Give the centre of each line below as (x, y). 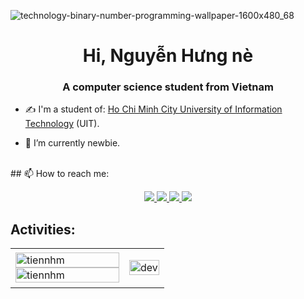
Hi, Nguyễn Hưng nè (168, 56)
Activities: (43, 229)
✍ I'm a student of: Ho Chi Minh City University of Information (153, 109)
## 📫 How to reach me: (60, 174)
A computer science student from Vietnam (168, 87)
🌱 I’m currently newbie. (72, 143)
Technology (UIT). (62, 124)
